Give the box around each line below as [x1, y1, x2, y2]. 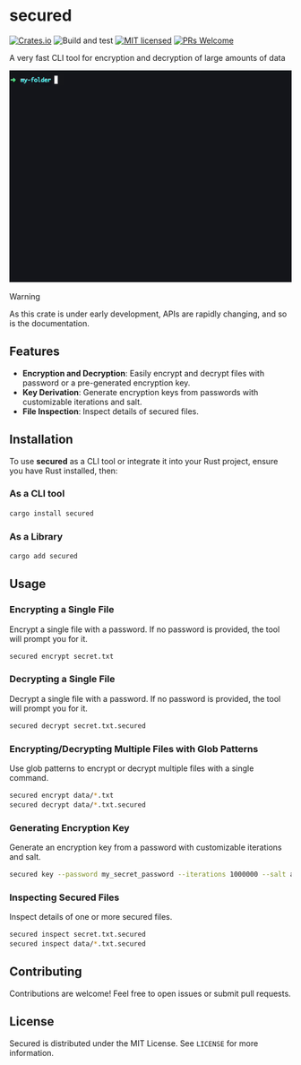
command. [9, 772, 49, 783]
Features [9, 344, 60, 359]
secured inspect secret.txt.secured [9, 930, 146, 939]
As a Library [9, 530, 64, 542]
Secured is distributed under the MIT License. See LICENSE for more [9, 1037, 259, 1049]
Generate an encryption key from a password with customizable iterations [9, 842, 282, 853]
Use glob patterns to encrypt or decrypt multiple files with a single [9, 763, 254, 774]
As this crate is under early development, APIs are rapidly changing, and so [9, 308, 288, 319]
